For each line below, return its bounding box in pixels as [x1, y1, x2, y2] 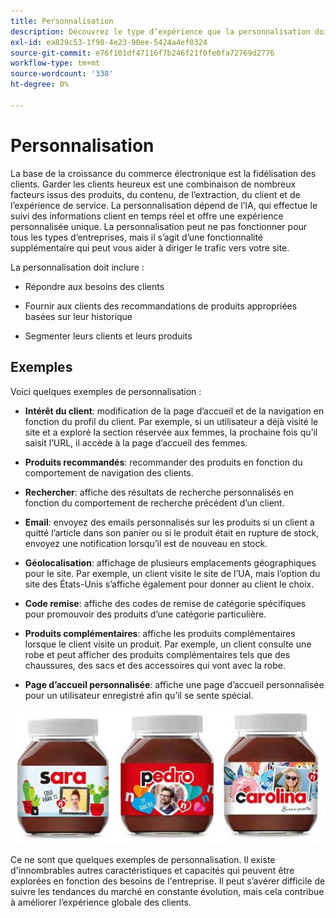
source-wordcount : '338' [10, 69, 114, 79]
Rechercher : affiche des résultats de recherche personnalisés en [24, 486, 295, 498]
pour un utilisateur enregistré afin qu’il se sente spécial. [24, 689, 254, 701]
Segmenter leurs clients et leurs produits [24, 330, 193, 342]
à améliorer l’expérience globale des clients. [10, 896, 192, 908]
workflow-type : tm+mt [10, 58, 101, 69]
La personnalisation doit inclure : [10, 261, 145, 273]
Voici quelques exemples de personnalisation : [10, 385, 202, 397]
